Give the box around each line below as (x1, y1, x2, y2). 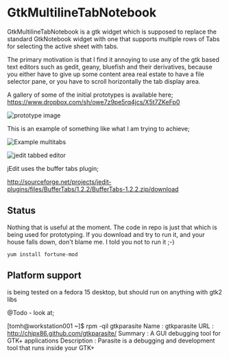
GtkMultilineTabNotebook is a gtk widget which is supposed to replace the (7, 27, 217, 36)
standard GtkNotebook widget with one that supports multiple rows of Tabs (7, 34, 220, 43)
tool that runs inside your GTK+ (7, 343, 95, 351)
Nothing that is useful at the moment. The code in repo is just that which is (7, 223, 217, 231)
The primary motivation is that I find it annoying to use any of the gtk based (7, 55, 219, 63)
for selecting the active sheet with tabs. (7, 42, 119, 50)
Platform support (7, 270, 82, 281)
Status (7, 205, 36, 217)
